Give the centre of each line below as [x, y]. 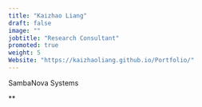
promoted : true [34, 46]
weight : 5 [25, 53]
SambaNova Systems [44, 83]
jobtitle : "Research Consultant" [64, 38]
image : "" [25, 30]
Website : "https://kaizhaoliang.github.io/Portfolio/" [101, 61]
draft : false [30, 23]
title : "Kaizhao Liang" [48, 16]
